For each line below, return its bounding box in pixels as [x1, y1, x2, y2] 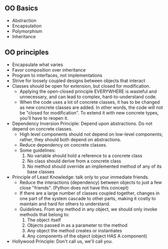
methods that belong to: [19, 211, 70, 217]
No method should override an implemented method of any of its [27, 163, 162, 169]
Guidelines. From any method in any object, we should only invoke [19, 206, 157, 212]
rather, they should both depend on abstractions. [19, 136, 122, 143]
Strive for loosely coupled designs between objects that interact [12, 78, 145, 84]
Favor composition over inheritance [12, 67, 86, 73]
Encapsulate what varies [12, 61, 64, 68]
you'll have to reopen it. [19, 115, 69, 121]
